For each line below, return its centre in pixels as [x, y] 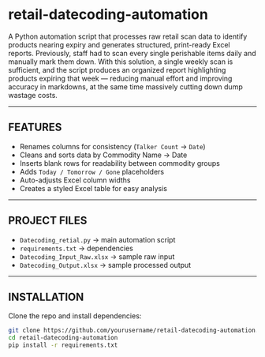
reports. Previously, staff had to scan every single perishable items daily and [132, 53]
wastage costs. [33, 95]
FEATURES [35, 128]
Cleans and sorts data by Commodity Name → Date [103, 155]
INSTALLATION [46, 297]
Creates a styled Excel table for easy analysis [93, 188]
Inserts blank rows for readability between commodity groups [120, 163]
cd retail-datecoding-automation [63, 338]
